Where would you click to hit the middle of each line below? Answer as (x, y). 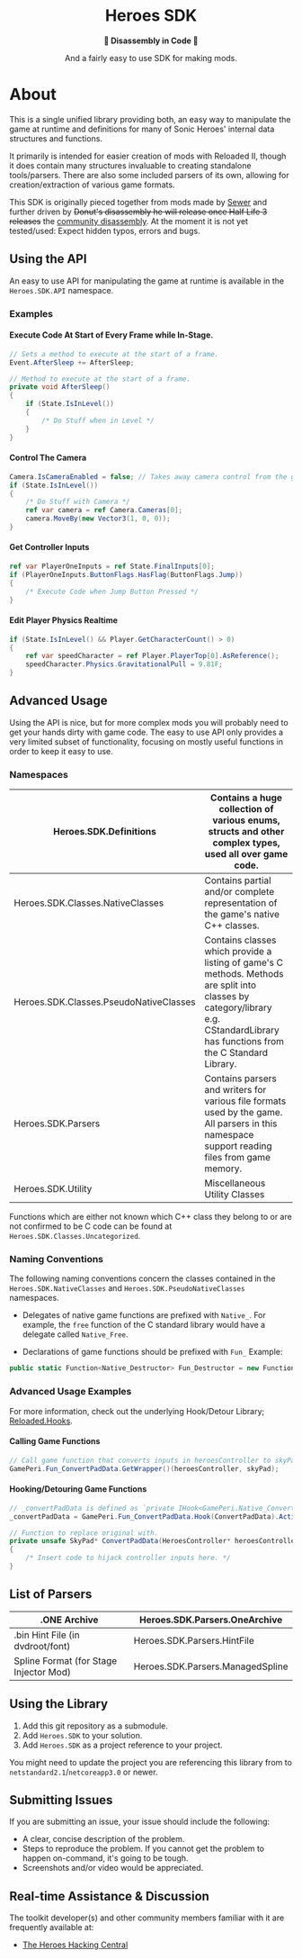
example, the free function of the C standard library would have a (144, 1325)
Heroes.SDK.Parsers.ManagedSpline (211, 1666)
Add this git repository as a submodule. (95, 1726)
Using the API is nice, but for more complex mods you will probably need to (149, 722)
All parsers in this (241, 1124)
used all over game (246, 854)
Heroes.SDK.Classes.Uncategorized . (75, 1236)
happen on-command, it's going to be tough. (105, 1858)
